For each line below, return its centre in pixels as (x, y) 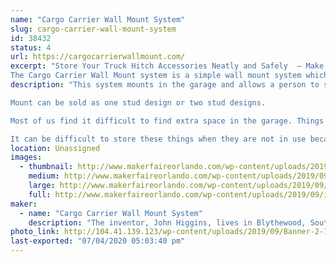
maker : (24, 204)
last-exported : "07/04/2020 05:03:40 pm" (98, 241)
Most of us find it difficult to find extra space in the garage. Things (167, 121)
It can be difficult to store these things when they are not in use (158, 139)
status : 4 (31, 47)
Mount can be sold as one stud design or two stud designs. (138, 102)
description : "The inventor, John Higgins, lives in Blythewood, (167, 222)
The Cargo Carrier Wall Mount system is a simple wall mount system (156, 76)
